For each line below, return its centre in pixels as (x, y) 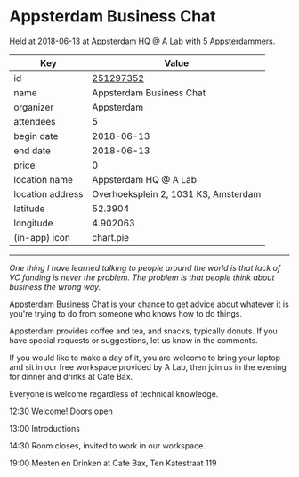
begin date (36, 136)
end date (32, 151)
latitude (29, 209)
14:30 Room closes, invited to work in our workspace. (108, 445)
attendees (35, 121)
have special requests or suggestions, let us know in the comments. (133, 340)
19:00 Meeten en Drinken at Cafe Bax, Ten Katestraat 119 (113, 463)
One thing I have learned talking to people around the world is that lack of (145, 267)
